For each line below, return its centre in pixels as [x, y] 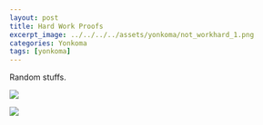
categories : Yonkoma [49, 43]
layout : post [34, 18]
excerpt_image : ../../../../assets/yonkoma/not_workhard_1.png [132, 34]
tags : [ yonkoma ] [40, 52]
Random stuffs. [38, 77]
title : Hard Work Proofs [56, 26]
